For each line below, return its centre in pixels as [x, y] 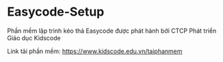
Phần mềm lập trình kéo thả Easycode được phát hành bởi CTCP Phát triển [112, 31]
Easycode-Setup [56, 12]
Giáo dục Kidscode [34, 37]
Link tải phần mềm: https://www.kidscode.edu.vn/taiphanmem [95, 51]
